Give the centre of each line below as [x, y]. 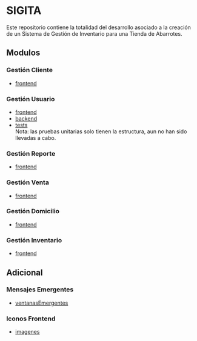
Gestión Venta [28, 182]
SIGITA [24, 11]
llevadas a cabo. [35, 137]
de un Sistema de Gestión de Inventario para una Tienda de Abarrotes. [95, 33]
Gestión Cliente [30, 70]
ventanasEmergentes [42, 303]
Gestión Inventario [34, 240]
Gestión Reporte [31, 153]
